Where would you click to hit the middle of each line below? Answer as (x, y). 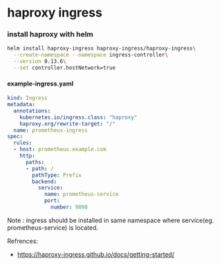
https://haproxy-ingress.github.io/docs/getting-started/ (96, 254)
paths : (35, 162)
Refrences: (23, 241)
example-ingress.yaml (40, 84)
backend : (45, 181)
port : (52, 201)
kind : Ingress (28, 98)
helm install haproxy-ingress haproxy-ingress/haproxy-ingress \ (102, 49)
